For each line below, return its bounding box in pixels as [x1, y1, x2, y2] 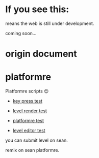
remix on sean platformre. [5, 147, 60, 153]
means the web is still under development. [5, 20, 94, 26]
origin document [5, 48, 78, 59]
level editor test [12, 128, 45, 134]
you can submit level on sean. [5, 137, 68, 143]
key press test [12, 98, 42, 104]
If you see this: [5, 4, 69, 15]
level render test [12, 108, 47, 114]
